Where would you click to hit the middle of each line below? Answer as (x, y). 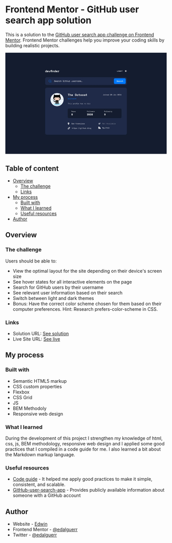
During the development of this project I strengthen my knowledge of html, (84, 438)
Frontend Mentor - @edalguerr (45, 530)
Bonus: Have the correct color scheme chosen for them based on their (87, 304)
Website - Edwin (30, 524)
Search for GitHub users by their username (58, 287)
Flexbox (21, 392)
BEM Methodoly (30, 408)
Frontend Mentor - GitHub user (72, 10)
